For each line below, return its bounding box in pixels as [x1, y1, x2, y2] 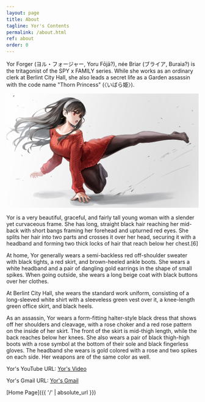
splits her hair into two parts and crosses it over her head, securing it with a [6, 233, 196, 241]
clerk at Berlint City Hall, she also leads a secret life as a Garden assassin [6, 74, 190, 81]
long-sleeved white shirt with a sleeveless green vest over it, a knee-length [6, 296, 195, 303]
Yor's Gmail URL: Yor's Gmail [6, 376, 79, 384]
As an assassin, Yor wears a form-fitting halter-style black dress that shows [6, 314, 197, 321]
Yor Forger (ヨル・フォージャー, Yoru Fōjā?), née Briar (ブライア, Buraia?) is [6, 60, 195, 67]
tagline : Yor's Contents [6, 23, 70, 29]
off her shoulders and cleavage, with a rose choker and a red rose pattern [6, 321, 192, 328]
